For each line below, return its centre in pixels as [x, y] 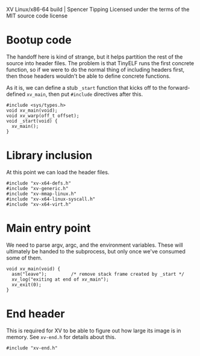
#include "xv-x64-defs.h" [39, 183]
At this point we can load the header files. [58, 172]
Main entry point [48, 228]
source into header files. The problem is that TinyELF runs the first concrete [100, 63]
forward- [179, 87]
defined [16, 94]
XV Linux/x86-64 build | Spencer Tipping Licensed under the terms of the [98, 9]
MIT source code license [37, 16]
